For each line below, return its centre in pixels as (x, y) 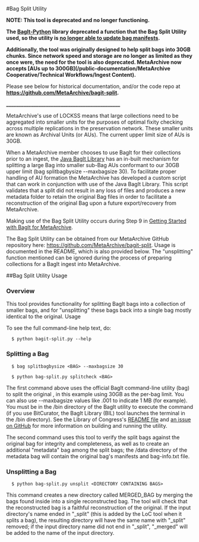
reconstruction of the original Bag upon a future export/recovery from (91, 203)
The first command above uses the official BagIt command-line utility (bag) (98, 388)
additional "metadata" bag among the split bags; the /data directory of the (97, 450)
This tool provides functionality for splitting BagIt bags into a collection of (96, 304)
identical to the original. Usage (44, 317)
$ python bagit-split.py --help (52, 339)
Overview (20, 291)
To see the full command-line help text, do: (59, 328)
